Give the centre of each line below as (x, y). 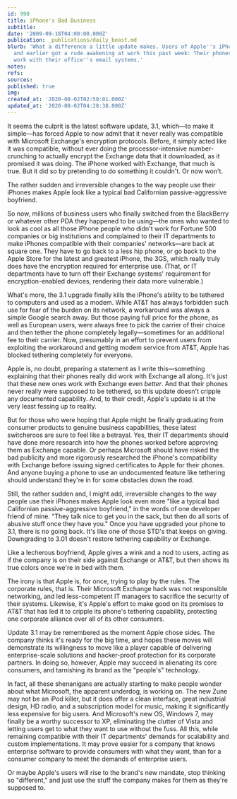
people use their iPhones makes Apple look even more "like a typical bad (113, 501)
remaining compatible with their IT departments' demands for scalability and (118, 736)
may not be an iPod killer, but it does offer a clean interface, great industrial (117, 699)
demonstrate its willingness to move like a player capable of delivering (109, 647)
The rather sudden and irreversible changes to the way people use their (112, 185)
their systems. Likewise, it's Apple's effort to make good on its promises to (115, 603)
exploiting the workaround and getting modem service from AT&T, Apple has (119, 347)
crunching (22, 156)
